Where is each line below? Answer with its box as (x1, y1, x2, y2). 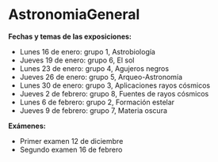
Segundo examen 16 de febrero (19, 145, 123, 154)
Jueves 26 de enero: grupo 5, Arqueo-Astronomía (19, 72, 183, 81)
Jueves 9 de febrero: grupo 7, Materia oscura (19, 105, 168, 115)
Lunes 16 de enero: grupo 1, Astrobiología (19, 47, 156, 56)
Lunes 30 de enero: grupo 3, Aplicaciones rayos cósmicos (19, 81, 211, 90)
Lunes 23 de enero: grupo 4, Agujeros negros (19, 63, 169, 73)
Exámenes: (8, 121, 46, 130)
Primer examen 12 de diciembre (19, 136, 124, 145)
